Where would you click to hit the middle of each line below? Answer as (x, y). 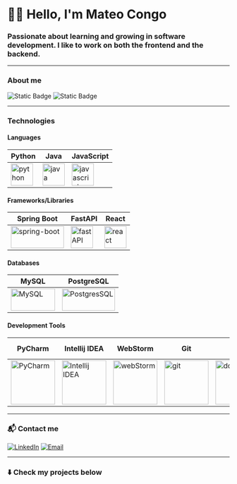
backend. (24, 54)
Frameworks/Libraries (41, 200)
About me (25, 80)
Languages (24, 137)
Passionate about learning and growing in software (96, 37)
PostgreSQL (89, 281)
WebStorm (135, 348)
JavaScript (90, 156)
